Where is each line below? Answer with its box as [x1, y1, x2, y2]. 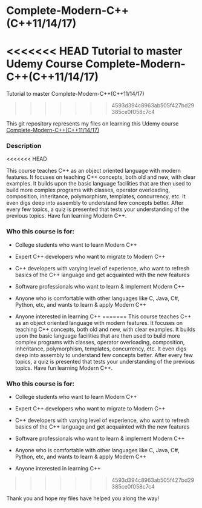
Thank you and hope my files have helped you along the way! [6, 495, 159, 502]
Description [6, 142, 42, 150]
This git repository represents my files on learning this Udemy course [6, 120, 179, 127]
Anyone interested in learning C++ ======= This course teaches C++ [15, 313, 192, 320]
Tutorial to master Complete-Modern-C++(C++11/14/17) [6, 90, 145, 98]
